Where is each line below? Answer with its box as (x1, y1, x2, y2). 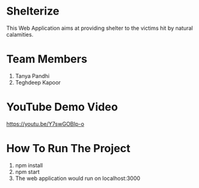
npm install (15, 161, 43, 169)
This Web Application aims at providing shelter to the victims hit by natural (6, 24, 194, 32)
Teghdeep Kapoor (15, 78, 61, 86)
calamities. (6, 30, 34, 38)
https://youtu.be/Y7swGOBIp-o (6, 120, 84, 127)
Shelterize (6, 4, 60, 18)
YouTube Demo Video (6, 100, 118, 114)
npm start (15, 168, 40, 175)
